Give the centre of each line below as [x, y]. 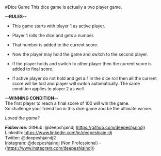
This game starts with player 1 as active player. [59, 26]
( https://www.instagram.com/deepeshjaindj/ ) [50, 148]
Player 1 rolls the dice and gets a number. [53, 35]
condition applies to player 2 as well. [48, 89]
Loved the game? [22, 118]
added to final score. [33, 69]
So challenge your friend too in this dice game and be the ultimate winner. [79, 108]
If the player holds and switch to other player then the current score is [82, 64]
